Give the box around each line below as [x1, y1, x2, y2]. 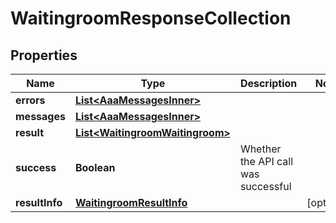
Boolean [74, 161, 116, 174]
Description [239, 77, 298, 90]
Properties [10, 47, 78, 64]
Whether [239, 142, 282, 156]
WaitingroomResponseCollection [10, 7, 292, 30]
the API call [239, 155, 294, 168]
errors [15, 93, 46, 107]
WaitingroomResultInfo [74, 196, 188, 209]
